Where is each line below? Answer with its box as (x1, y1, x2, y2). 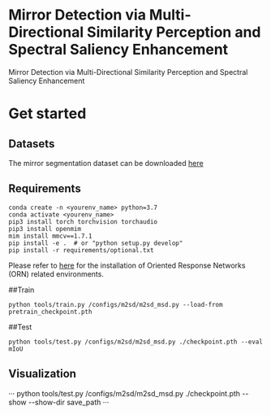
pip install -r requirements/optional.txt (8, 246, 154, 254)
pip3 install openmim (8, 225, 82, 233)
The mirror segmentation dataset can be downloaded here (8, 158, 204, 168)
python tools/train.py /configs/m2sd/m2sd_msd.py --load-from (8, 300, 223, 308)
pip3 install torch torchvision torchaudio (8, 217, 158, 225)
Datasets (8, 137, 55, 151)
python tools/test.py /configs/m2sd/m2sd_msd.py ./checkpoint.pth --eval (8, 338, 264, 346)
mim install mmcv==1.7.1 (8, 232, 92, 240)
